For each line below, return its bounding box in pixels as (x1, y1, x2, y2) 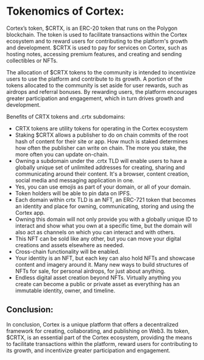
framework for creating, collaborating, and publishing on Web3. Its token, (6, 327, 190, 334)
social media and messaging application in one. (15, 176, 135, 184)
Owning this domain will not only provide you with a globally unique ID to (15, 215, 198, 223)
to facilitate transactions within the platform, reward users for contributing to (6, 340, 198, 347)
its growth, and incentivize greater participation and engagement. (6, 347, 171, 354)
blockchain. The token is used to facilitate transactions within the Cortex (6, 31, 188, 38)
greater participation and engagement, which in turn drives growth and (6, 95, 185, 102)
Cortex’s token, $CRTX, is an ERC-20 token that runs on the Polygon (6, 24, 178, 32)
